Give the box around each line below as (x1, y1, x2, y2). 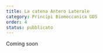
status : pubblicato (6, 24, 54, 31)
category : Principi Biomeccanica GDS (6, 14, 98, 20)
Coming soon (6, 40, 38, 47)
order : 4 (6, 19, 27, 25)
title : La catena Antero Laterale (6, 8, 90, 14)
